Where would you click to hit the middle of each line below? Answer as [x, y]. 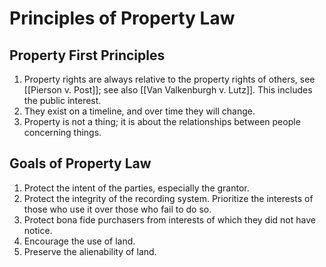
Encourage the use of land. [79, 241]
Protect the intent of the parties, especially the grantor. [136, 188]
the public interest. [62, 100]
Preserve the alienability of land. [90, 251]
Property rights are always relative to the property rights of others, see [169, 79]
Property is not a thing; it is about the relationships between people [162, 121]
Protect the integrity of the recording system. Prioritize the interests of [168, 198]
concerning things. [62, 132]
